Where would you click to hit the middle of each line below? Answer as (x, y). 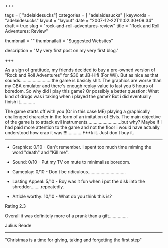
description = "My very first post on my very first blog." (62, 51)
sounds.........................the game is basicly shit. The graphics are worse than (83, 81)
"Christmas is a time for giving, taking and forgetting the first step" (74, 240)
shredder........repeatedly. (38, 187)
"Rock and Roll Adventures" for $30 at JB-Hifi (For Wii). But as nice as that (82, 75)
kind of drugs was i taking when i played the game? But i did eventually (78, 96)
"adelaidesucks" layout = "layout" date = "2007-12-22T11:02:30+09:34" (79, 21)
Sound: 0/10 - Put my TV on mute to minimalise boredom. (71, 162)
